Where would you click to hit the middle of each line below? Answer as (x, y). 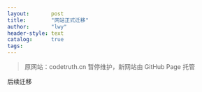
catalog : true (36, 40)
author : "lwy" (37, 26)
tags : (15, 46)
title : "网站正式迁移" (48, 20)
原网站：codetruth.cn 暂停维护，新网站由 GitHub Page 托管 (110, 67)
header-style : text (36, 33)
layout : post (36, 14)
